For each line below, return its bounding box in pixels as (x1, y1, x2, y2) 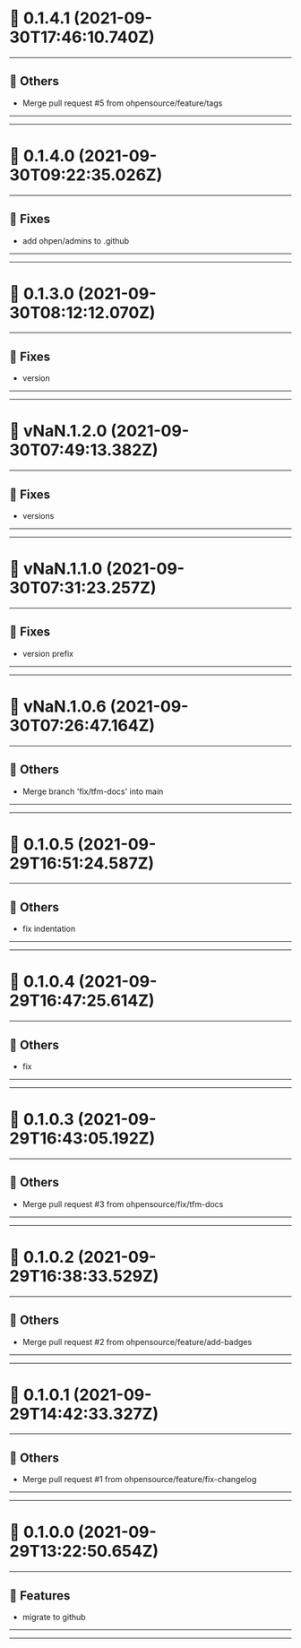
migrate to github (21, 1612, 87, 1622)
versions (21, 511, 55, 521)
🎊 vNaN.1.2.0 (9, 421, 107, 442)
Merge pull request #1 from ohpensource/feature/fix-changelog (21, 1474, 257, 1485)
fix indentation (21, 923, 76, 935)
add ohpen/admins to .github (21, 235, 130, 246)
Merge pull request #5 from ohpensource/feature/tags (21, 98, 223, 108)
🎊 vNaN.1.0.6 (9, 696, 107, 716)
